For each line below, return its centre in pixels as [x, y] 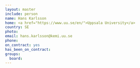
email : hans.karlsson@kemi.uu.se [39, 36]
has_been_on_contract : [28, 49]
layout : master [20, 9]
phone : [12, 41]
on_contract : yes [23, 45]
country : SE [17, 27]
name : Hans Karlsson [26, 18]
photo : [12, 32]
